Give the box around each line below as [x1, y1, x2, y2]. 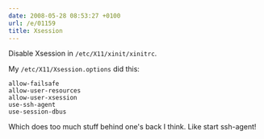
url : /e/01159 [8, 19, 57, 27]
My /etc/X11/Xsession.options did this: [8, 64, 140, 74]
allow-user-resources [8, 87, 82, 95]
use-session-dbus [8, 108, 67, 117]
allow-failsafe [8, 80, 60, 88]
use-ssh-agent [8, 101, 57, 109]
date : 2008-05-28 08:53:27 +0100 [8, 11, 121, 20]
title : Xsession [8, 27, 63, 35]
